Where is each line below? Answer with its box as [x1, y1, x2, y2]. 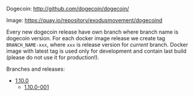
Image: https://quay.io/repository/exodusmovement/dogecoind [6, 17, 163, 23]
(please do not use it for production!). [6, 54, 100, 61]
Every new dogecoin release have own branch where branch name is [6, 28, 179, 35]
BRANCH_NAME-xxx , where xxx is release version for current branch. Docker [6, 41, 189, 48]
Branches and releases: [6, 65, 65, 73]
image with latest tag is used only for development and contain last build [6, 47, 187, 55]
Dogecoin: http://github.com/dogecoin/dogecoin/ [6, 5, 129, 12]
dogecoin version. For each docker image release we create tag [6, 35, 166, 41]
